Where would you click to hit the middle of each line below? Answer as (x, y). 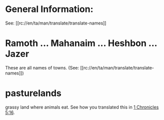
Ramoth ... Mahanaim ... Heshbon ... (81, 43)
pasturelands (33, 93)
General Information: (49, 9)
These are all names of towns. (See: (42, 67)
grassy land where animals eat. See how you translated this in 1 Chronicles (82, 107)
